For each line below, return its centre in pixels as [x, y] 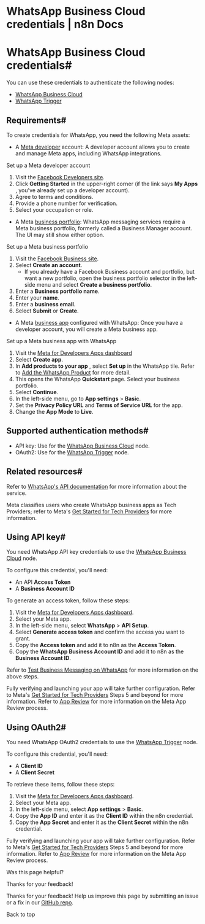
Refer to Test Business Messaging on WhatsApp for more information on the [102, 670]
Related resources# [44, 472]
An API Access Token [43, 582]
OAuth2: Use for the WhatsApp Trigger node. [72, 452]
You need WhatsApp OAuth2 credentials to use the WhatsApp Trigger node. [102, 742]
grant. [23, 639]
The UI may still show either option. [60, 235]
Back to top [21, 914]
